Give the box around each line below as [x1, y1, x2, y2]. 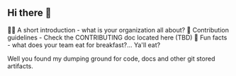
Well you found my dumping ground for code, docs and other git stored [7, 54, 215, 63]
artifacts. [7, 61, 34, 70]
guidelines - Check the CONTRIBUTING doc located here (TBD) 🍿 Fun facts [7, 33, 227, 42]
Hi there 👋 [7, 7, 52, 19]
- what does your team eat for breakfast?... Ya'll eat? [7, 40, 161, 49]
